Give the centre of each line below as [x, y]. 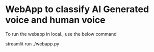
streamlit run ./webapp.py [32, 43]
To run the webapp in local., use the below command [61, 34]
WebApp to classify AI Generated [77, 9]
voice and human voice [55, 20]
